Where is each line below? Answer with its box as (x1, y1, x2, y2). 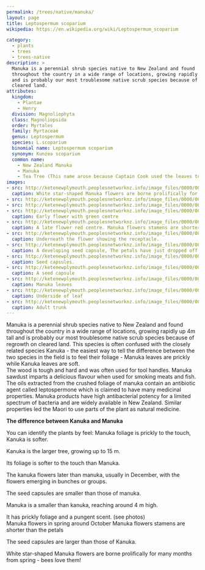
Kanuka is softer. (6, 435, 49, 443)
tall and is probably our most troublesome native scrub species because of (6, 334, 195, 341)
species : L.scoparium (12, 139, 67, 146)
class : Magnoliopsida (12, 117, 67, 123)
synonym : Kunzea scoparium (12, 150, 81, 157)
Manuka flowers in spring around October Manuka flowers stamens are (6, 520, 185, 527)
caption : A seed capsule (12, 270, 75, 276)
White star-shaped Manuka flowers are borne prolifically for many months (6, 550, 192, 557)
